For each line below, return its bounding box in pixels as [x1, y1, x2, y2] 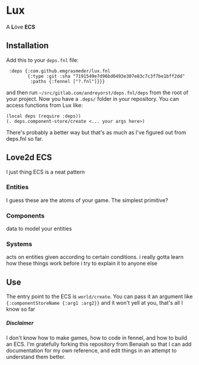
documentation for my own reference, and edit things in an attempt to [6, 347, 177, 354]
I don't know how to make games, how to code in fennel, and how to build [6, 335, 188, 342]
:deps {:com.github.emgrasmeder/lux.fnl [8, 68, 111, 74]
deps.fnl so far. [6, 135, 43, 142]
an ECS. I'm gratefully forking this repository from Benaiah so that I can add [6, 341, 192, 348]
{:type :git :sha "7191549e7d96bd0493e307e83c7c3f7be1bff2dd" [27, 73, 185, 79]
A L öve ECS [6, 23, 36, 30]
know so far [6, 305, 36, 313]
